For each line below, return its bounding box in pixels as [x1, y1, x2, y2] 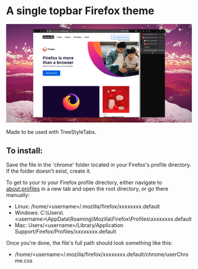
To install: [6, 146, 43, 156]
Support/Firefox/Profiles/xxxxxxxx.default [14, 228, 117, 235]
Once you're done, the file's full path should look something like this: [6, 240, 173, 246]
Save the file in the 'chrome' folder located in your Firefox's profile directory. [6, 161, 192, 168]
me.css [14, 257, 33, 264]
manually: [6, 192, 30, 198]
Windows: [14, 209, 39, 216]
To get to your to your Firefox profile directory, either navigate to [6, 179, 162, 186]
